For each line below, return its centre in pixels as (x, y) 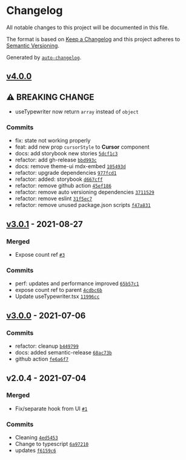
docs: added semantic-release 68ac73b (63, 353)
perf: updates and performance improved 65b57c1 (77, 283)
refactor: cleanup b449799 (47, 346)
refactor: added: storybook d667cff (59, 179)
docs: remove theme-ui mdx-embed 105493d (70, 166)
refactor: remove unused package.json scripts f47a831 (83, 205)
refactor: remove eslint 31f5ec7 (54, 198)
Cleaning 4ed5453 (37, 438)
